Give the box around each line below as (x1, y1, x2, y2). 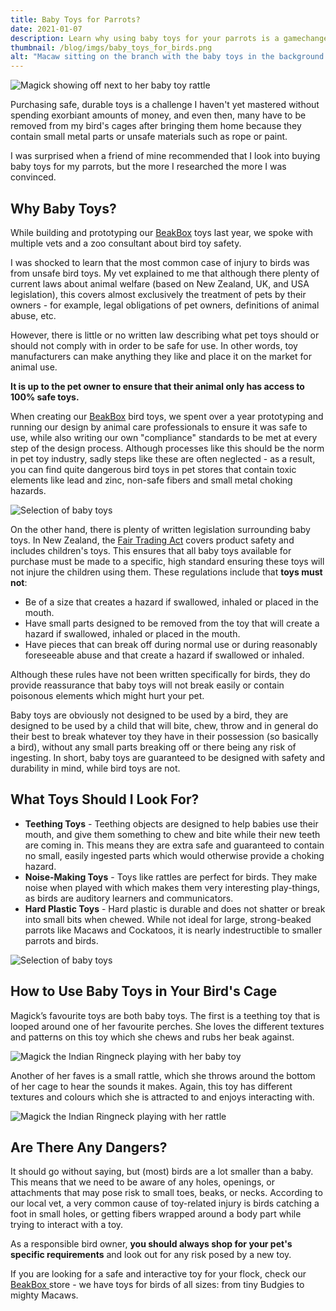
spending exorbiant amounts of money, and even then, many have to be (10, 109, 307, 121)
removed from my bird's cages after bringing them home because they (10, 120, 302, 132)
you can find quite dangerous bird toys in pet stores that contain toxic (10, 463, 297, 475)
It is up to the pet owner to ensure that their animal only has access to (10, 380, 305, 392)
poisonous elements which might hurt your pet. (10, 689, 205, 701)
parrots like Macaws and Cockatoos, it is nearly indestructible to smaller (24, 924, 323, 936)
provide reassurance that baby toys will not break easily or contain (10, 679, 285, 691)
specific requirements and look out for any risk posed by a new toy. (10, 1249, 292, 1261)
